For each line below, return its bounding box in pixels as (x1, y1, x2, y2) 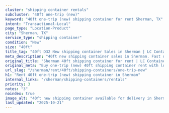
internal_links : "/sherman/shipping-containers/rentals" (5, 77, 127, 82)
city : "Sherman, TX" (5, 30, 49, 35)
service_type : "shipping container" (5, 35, 82, 40)
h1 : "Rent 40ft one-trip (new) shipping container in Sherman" (5, 72, 141, 77)
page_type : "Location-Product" (5, 26, 71, 31)
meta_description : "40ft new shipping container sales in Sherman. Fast (5, 53, 161, 59)
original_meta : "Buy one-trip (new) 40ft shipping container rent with (5, 63, 158, 68)
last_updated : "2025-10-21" (5, 100, 64, 105)
